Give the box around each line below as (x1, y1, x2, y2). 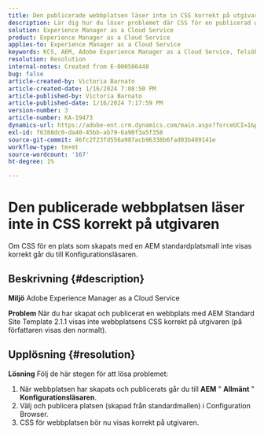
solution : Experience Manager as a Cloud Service (8, 26, 174, 34)
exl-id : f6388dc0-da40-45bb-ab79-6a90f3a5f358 (8, 128, 163, 136)
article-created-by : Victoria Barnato (8, 77, 135, 85)
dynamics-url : (8, 121, 55, 129)
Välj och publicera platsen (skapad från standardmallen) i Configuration (19, 400, 251, 410)
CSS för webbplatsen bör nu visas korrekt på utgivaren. (19, 418, 200, 427)
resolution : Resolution (8, 56, 86, 64)
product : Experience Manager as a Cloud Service (8, 33, 170, 42)
